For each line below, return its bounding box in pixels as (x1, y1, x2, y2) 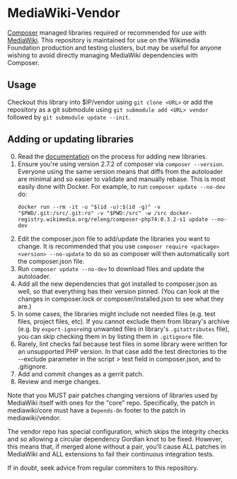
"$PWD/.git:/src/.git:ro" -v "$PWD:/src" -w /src (17, 209, 168, 217)
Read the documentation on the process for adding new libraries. (17, 152, 207, 161)
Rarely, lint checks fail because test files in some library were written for (17, 340, 228, 348)
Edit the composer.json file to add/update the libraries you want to (17, 234, 211, 243)
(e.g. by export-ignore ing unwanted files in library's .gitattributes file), (17, 324, 230, 333)
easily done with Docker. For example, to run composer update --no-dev (17, 182, 226, 190)
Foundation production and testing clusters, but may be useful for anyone (7, 43, 221, 52)
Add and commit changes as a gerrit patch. (17, 369, 144, 378)
